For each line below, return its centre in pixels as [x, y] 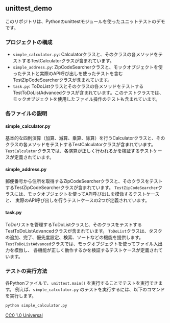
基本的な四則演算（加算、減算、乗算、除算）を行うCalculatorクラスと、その [85, 138]
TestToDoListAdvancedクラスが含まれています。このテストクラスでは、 [88, 93]
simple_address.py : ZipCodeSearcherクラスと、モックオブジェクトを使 [88, 67]
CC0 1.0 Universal [24, 315]
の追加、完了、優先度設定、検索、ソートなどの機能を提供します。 [75, 237]
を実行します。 [21, 295]
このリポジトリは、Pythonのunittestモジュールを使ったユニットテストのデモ [85, 21]
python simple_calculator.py [36, 305]
